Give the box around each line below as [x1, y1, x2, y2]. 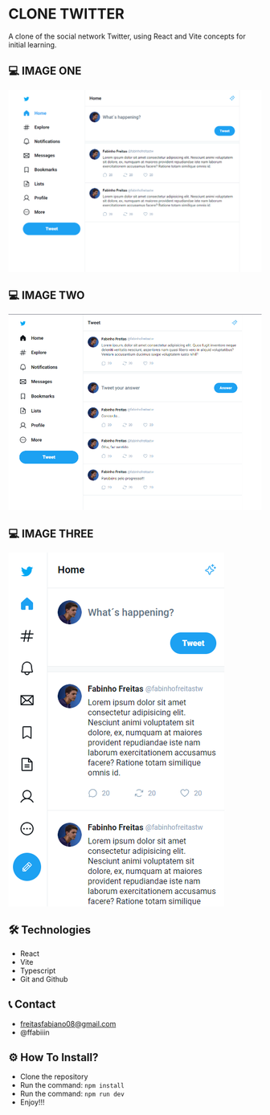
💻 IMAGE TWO [8, 288, 85, 302]
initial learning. [8, 39, 57, 49]
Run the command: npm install [19, 1080, 125, 1090]
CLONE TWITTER [8, 5, 125, 23]
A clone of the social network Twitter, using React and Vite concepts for [8, 31, 247, 41]
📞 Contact [8, 998, 56, 1011]
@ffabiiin [19, 1027, 50, 1037]
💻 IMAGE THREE [8, 527, 94, 541]
